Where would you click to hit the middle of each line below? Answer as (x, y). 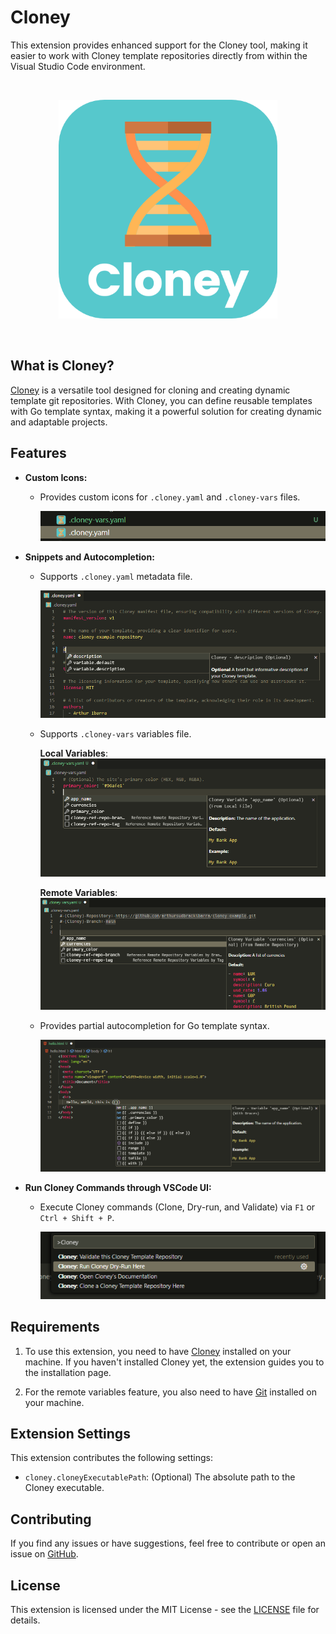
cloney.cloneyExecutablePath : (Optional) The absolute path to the (160, 1477)
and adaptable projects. (59, 422)
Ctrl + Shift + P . (77, 1217)
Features (38, 453)
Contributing (51, 1519)
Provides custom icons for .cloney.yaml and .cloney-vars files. (170, 497)
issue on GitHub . (44, 1554)
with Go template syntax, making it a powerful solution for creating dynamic (166, 411)
